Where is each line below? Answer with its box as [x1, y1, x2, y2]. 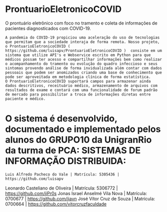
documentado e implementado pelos [5, 123, 161, 135]
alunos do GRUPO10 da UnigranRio [5, 134, 152, 145]
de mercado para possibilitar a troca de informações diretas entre [5, 91, 151, 97]
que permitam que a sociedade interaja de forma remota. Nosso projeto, [5, 39, 160, 44]
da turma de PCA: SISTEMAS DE [5, 145, 141, 156]
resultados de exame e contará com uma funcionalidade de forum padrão [5, 87, 157, 92]
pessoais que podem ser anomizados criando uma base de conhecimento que [5, 70, 162, 75]
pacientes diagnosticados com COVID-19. [5, 25, 91, 31]
